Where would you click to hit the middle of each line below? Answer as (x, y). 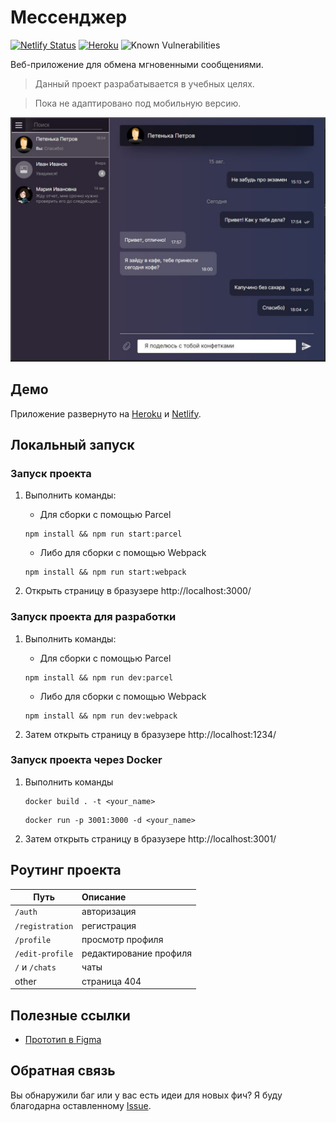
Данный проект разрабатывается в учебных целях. (144, 83)
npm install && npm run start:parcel (103, 534)
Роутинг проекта (66, 870)
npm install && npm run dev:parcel (99, 677)
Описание (104, 897)
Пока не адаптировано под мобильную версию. (138, 103)
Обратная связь (63, 1071)
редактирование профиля (136, 953)
